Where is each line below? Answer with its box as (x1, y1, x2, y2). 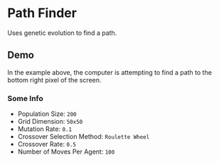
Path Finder (7, 5, 77, 21)
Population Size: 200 (17, 110, 77, 118)
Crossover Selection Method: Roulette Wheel (17, 132, 150, 141)
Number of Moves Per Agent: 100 (17, 147, 115, 156)
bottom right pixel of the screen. (7, 75, 102, 84)
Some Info (7, 93, 44, 103)
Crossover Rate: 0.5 (17, 140, 77, 149)
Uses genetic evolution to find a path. (7, 28, 117, 37)
